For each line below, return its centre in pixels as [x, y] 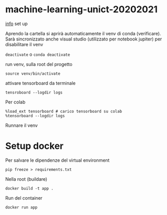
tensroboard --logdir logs [34, 92]
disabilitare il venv [24, 44]
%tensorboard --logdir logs [35, 116]
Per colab [15, 102]
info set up [17, 24]
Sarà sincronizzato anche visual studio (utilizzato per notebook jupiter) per [84, 39]
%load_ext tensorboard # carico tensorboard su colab [64, 111]
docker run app [21, 207]
